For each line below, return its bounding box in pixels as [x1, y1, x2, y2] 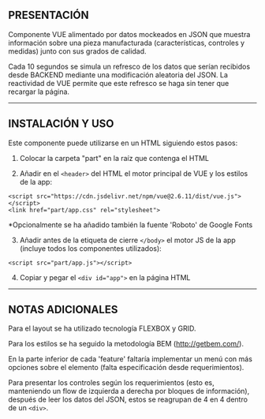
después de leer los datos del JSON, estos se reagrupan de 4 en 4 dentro [8, 395, 248, 404]
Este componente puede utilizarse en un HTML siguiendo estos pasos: [8, 138, 238, 148]
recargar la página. [8, 87, 69, 96]
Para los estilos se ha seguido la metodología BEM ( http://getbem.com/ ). [8, 339, 244, 349]
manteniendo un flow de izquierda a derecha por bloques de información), [8, 387, 250, 396]
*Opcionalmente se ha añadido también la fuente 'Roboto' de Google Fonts [8, 219, 253, 230]
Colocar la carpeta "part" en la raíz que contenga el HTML [19, 153, 210, 163]
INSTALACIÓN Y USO [8, 117, 114, 131]
